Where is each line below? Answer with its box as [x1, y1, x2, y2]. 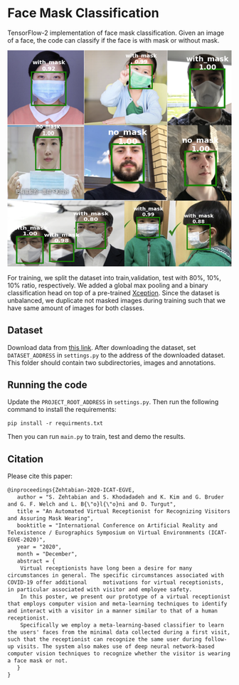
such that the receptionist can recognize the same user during [7, 636, 202, 643]
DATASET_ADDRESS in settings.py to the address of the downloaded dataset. [7, 351, 225, 359]
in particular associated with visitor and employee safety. [7, 586, 193, 593]
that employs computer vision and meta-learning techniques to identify [7, 600, 228, 607]
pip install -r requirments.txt [7, 420, 103, 428]
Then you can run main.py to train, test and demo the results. [7, 432, 186, 441]
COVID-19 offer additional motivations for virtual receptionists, [7, 579, 224, 586]
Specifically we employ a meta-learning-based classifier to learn [20, 622, 224, 629]
